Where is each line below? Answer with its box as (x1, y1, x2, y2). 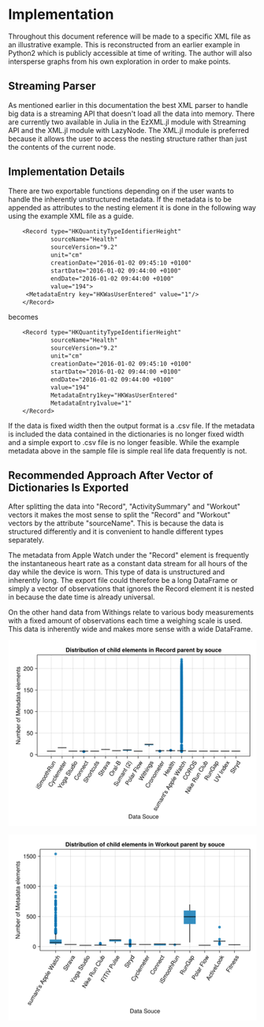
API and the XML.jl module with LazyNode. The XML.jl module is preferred (8, 125, 250, 135)
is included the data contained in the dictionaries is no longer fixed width (8, 429, 244, 439)
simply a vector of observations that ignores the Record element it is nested (8, 584, 255, 594)
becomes (8, 312, 39, 321)
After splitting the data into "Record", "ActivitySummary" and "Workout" (8, 502, 241, 511)
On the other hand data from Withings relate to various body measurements (8, 608, 255, 617)
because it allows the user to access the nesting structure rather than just (8, 134, 247, 143)
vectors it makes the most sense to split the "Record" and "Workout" (8, 510, 231, 520)
